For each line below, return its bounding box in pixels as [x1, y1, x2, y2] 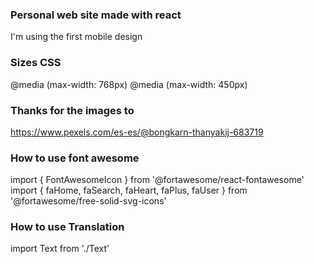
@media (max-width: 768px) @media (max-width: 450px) [10, 78, 248, 90]
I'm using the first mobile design [10, 31, 143, 43]
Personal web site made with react [10, 8, 182, 22]
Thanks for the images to [10, 103, 135, 117]
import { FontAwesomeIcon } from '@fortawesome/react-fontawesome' [10, 174, 305, 186]
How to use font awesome [10, 151, 140, 165]
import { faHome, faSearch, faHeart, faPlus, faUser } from [10, 184, 248, 197]
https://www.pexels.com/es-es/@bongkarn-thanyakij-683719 [10, 126, 264, 138]
